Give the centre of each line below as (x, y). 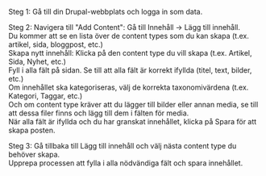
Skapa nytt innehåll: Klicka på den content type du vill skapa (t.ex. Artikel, (130, 53)
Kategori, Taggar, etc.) (46, 96)
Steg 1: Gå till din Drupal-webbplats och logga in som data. (106, 12)
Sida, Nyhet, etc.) (37, 61)
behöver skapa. (34, 154)
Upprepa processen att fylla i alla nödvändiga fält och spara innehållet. (126, 163)
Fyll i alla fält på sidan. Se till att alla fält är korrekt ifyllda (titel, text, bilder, (130, 70)
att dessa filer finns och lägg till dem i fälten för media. (99, 113)
